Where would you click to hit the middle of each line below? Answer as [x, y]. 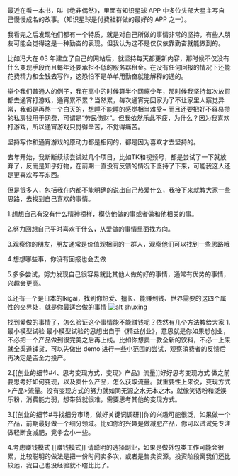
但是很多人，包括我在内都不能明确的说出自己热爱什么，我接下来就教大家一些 [119, 190]
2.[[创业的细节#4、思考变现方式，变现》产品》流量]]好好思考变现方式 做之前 [119, 373]
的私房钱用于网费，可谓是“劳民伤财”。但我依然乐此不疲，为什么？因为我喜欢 [119, 118]
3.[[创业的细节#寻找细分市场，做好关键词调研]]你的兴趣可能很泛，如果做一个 [119, 415]
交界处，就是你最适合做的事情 [63, 307]
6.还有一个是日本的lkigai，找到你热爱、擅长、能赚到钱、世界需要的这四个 [114, 298]
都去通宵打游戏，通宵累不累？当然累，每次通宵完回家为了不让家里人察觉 [113, 100]
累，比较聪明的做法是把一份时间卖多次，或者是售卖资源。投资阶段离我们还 [116, 456]
